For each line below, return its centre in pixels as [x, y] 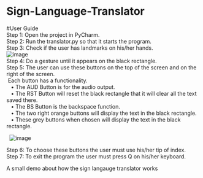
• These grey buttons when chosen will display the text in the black [96, 119]
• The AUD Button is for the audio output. [63, 87]
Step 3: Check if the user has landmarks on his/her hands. [80, 48]
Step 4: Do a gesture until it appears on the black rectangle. [82, 61]
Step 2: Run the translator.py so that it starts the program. [79, 41]
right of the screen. [31, 74]
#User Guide [22, 28]
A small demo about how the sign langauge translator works [82, 168]
